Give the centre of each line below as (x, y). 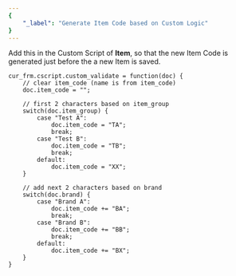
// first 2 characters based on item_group (96, 104)
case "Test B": (62, 139)
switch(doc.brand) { (57, 195)
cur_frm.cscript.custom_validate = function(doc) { (96, 77)
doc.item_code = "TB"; (88, 146)
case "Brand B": (64, 223)
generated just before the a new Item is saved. (85, 61)
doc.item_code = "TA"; (88, 125)
